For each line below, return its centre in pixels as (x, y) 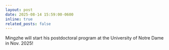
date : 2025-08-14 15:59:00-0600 (39, 14)
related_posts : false (28, 24)
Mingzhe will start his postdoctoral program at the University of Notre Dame (84, 38)
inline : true (19, 19)
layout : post (19, 10)
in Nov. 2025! (19, 43)
